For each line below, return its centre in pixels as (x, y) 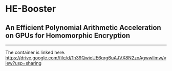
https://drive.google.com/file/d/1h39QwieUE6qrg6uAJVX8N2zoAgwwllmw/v (86, 58)
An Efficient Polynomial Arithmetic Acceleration (83, 28)
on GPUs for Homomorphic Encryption (68, 35)
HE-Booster (31, 9)
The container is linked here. (35, 52)
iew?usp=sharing (24, 63)
